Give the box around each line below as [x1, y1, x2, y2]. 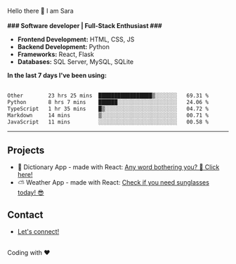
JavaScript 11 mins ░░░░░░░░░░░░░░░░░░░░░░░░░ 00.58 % [7, 118, 209, 126]
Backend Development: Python [17, 43, 110, 51]
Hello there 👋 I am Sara [7, 7, 74, 15]
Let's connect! [17, 227, 60, 235]
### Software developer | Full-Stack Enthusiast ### [7, 22, 163, 29]
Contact [7, 209, 44, 220]
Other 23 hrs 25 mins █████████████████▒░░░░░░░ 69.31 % [7, 92, 209, 99]
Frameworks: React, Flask [17, 50, 95, 58]
